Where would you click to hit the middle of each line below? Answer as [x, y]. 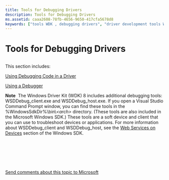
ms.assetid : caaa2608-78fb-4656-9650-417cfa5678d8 [59, 19]
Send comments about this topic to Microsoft [52, 172]
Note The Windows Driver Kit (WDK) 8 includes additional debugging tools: [84, 95]
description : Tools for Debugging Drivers [50, 15]
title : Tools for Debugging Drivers [44, 10]
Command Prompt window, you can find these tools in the [65, 106]
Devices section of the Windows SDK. [45, 133]
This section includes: [28, 66]
